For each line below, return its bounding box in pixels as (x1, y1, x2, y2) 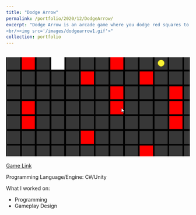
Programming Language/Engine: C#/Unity (6, 174, 107, 181)
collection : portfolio (6, 34, 61, 40)
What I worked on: (6, 185, 50, 192)
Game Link (6, 162, 32, 169)
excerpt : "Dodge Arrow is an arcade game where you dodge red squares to (6, 22, 190, 27)
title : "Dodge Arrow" (6, 9, 59, 15)
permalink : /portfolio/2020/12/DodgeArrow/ (6, 15, 114, 22)
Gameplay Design (14, 202, 57, 210)
